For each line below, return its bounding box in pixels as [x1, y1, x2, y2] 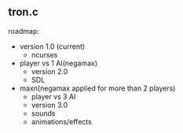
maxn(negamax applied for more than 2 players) [19, 83, 176, 93]
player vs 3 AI [31, 91, 76, 101]
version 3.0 [31, 100, 68, 109]
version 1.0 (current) [19, 42, 86, 51]
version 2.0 [31, 66, 68, 76]
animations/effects [31, 116, 92, 126]
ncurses [31, 50, 58, 59]
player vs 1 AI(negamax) [19, 58, 98, 68]
